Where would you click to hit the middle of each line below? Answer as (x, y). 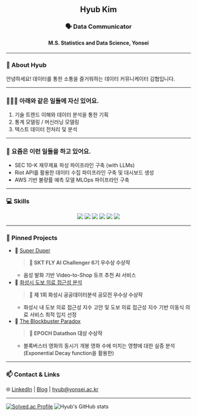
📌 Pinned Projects (32, 238)
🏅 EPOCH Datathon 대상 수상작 (66, 333)
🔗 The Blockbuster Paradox (47, 321)
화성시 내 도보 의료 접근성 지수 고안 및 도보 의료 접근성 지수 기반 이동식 (104, 307)
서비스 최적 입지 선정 (53, 315)
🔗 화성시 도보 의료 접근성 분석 (48, 282)
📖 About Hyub (26, 65)
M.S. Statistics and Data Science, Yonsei (98, 43)
